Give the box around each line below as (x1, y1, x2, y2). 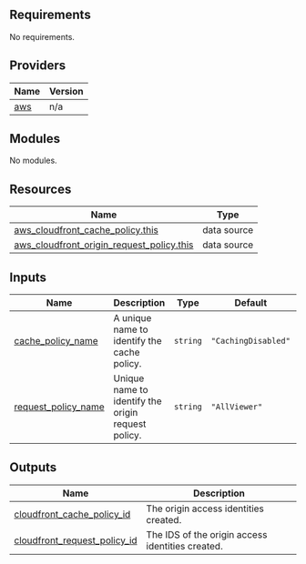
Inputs (9, 269, 47, 285)
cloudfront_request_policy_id (14, 534, 138, 547)
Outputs (9, 459, 57, 476)
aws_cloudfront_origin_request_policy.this (14, 238, 194, 251)
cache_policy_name (14, 335, 98, 347)
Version (48, 85, 84, 97)
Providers (9, 58, 66, 74)
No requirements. (9, 31, 76, 42)
